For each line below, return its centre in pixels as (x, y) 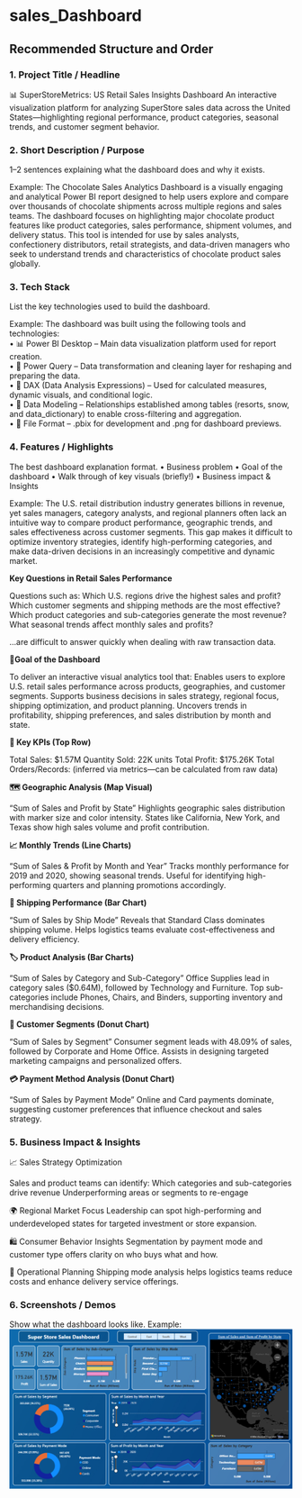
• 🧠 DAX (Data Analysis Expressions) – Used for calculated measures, (138, 386)
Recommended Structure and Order (111, 49)
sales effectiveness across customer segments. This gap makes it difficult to (151, 531)
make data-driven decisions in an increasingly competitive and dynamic (142, 551)
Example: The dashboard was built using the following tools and (128, 324)
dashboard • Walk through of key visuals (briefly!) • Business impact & (140, 476)
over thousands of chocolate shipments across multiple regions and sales (146, 206)
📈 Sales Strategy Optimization (66, 1162)
